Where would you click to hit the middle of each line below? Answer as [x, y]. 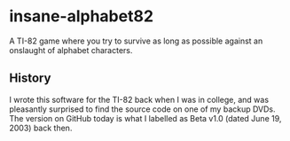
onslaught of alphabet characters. [71, 50]
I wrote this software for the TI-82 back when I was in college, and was [139, 99]
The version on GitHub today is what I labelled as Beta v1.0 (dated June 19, [145, 118]
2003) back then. [41, 128]
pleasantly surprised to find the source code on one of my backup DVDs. [143, 109]
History [30, 78]
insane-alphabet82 [81, 16]
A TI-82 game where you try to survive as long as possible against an [136, 41]
